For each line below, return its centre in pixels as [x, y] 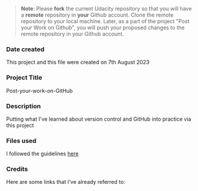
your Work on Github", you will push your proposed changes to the [103, 27]
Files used [21, 140]
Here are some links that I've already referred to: [66, 182]
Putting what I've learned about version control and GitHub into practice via [99, 119]
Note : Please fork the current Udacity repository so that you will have [106, 9]
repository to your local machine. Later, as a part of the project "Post [105, 21]
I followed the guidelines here [42, 154]
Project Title [24, 78]
